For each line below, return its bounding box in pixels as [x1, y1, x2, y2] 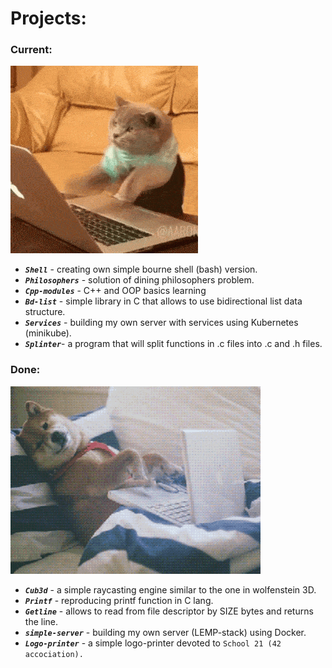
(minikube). [24, 327, 72, 339]
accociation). [24, 649, 84, 659]
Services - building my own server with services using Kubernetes [24, 317, 299, 329]
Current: [10, 43, 53, 57]
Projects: [10, 7, 87, 30]
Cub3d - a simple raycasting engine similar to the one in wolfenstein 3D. [24, 583, 317, 596]
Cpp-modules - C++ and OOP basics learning [24, 285, 207, 297]
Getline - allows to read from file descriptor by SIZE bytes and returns [24, 605, 314, 617]
